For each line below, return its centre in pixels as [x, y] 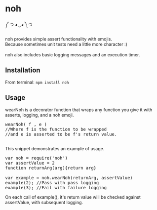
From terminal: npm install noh [37, 82]
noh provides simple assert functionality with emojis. [59, 39]
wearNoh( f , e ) [26, 124]
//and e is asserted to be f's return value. [61, 134]
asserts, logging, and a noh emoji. [39, 115]
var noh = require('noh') [37, 158]
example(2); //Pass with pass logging [52, 183]
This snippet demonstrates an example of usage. [55, 148]
